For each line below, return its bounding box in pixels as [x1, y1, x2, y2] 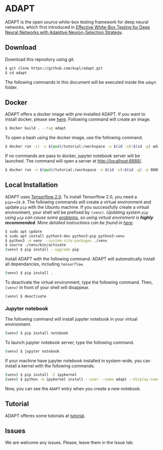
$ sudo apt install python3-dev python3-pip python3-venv [5, 234, 125, 238]
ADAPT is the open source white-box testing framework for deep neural [5, 19, 149, 25]
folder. [5, 84, 18, 90]
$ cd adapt [5, 70, 27, 75]
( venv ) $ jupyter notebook [5, 349, 60, 354]
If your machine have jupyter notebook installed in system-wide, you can [5, 358, 150, 364]
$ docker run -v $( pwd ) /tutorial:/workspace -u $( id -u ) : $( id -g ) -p [5, 167, 149, 173]
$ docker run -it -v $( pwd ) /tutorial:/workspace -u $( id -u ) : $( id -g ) [5, 144, 151, 149]
